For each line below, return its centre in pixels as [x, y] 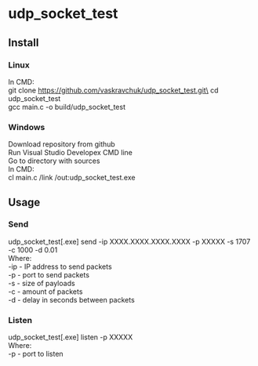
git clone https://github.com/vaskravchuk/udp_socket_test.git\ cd [113, 90]
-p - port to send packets [49, 274]
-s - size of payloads [42, 283]
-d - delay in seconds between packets [71, 299]
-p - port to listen [36, 354]
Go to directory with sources [54, 161]
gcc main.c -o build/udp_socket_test [67, 107]
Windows [27, 127]
